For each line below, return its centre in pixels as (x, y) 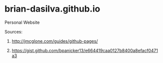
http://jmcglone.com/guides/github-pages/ (55, 41)
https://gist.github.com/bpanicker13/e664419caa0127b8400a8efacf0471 (85, 50)
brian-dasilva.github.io (52, 9)
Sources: (14, 31)
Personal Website (22, 22)
